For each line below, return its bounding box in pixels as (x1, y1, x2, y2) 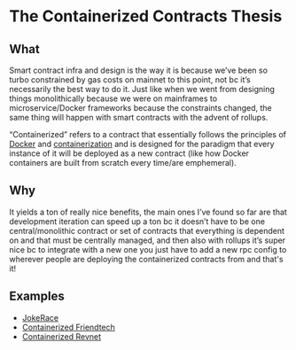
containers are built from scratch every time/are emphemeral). (9, 158, 237, 167)
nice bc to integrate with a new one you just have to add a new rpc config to (9, 244, 287, 254)
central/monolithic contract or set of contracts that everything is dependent (9, 225, 285, 236)
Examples (9, 289, 65, 304)
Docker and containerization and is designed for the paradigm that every (9, 139, 275, 149)
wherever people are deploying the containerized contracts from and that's (9, 253, 284, 264)
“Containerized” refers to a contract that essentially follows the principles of (9, 129, 286, 139)
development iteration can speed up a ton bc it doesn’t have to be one (9, 215, 266, 227)
